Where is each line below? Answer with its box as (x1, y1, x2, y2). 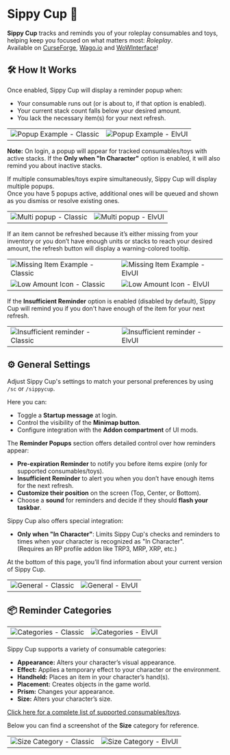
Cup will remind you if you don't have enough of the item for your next (7, 304, 205, 312)
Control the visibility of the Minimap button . (16, 418, 142, 426)
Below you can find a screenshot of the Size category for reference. (7, 721, 199, 730)
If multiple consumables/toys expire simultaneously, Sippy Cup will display (7, 174, 217, 183)
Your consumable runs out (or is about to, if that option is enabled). (16, 99, 207, 107)
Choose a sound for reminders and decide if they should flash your (16, 496, 209, 504)
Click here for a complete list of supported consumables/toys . (7, 708, 181, 717)
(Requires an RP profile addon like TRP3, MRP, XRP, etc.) (16, 544, 177, 553)
